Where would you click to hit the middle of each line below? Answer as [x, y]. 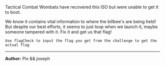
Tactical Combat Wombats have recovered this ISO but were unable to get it [82, 7]
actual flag [17, 45]
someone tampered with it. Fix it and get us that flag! [58, 32]
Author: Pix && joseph [28, 58]
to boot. [13, 12]
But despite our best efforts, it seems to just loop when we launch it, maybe [82, 27]
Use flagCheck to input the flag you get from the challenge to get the [81, 41]
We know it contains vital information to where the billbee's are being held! [81, 22]
